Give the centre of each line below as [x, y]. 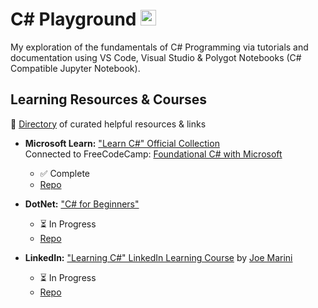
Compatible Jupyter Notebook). [75, 68]
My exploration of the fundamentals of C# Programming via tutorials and [159, 47]
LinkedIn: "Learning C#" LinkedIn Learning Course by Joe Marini [158, 257]
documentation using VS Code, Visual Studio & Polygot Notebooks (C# [156, 57]
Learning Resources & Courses [109, 99]
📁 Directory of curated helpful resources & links [108, 124]
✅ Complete [64, 173]
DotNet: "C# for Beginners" [82, 204]
